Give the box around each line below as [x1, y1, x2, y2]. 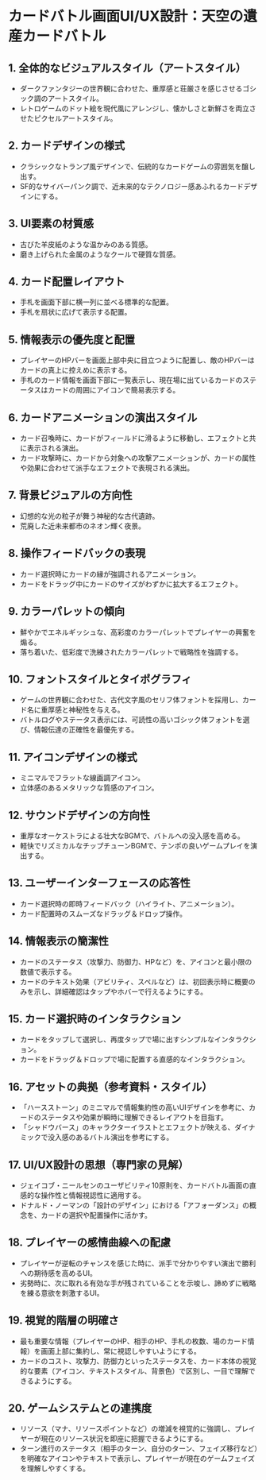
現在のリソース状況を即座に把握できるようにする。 [40, 1434, 208, 1443]
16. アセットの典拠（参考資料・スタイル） [8, 1080, 213, 1093]
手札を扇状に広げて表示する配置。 [19, 307, 132, 317]
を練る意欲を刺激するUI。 [19, 1288, 104, 1297]
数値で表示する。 [19, 967, 76, 976]
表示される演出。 [26, 443, 83, 453]
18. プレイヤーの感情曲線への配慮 [8, 1236, 171, 1250]
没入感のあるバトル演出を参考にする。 [47, 1133, 174, 1142]
